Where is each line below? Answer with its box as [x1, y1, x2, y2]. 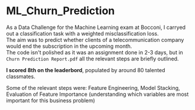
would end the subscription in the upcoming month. [6, 43, 132, 50]
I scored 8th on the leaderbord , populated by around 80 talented [6, 66, 165, 73]
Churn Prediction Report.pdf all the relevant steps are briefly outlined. [6, 55, 179, 62]
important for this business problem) [6, 96, 95, 104]
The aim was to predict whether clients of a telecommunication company [6, 36, 184, 43]
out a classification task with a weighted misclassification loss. [6, 30, 159, 37]
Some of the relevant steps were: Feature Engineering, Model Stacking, [6, 84, 180, 91]
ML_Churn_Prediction [6, 4, 115, 18]
